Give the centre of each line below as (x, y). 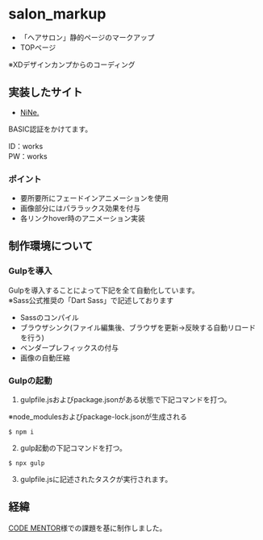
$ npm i (21, 432)
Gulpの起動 (30, 380)
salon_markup (57, 14)
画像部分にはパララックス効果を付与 (80, 208)
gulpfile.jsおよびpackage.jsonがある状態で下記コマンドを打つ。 (125, 400)
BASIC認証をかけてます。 (50, 129)
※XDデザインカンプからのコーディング (72, 64)
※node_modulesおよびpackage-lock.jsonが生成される (98, 417)
